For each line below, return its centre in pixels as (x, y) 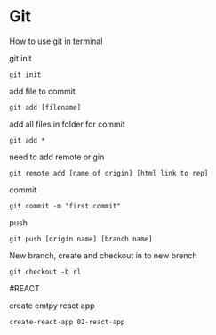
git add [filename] (45, 107)
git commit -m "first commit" (65, 206)
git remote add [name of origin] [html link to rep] (109, 173)
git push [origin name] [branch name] (81, 239)
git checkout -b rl (45, 272)
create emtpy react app (52, 306)
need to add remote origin (57, 157)
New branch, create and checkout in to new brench (103, 255)
